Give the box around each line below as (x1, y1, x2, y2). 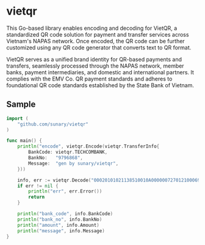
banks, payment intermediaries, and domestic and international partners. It (6, 68, 194, 76)
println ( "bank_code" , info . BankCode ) (17, 211, 113, 217)
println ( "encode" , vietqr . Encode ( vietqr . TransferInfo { (17, 143, 160, 150)
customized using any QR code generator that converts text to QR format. (6, 44, 192, 51)
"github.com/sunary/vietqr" (17, 121, 88, 127)
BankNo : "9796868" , (28, 155, 84, 161)
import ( (6, 115, 29, 121)
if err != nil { (17, 183, 59, 189)
